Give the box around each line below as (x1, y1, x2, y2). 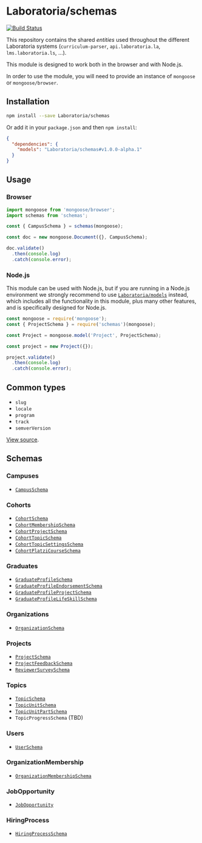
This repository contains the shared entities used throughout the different (6, 36, 190, 43)
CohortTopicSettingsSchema (15, 541, 84, 547)
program (15, 413, 35, 419)
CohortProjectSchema (15, 529, 67, 535)
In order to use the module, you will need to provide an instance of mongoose (6, 72, 195, 80)
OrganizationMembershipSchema (15, 773, 92, 779)
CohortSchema (15, 516, 49, 522)
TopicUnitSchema (15, 702, 56, 708)
